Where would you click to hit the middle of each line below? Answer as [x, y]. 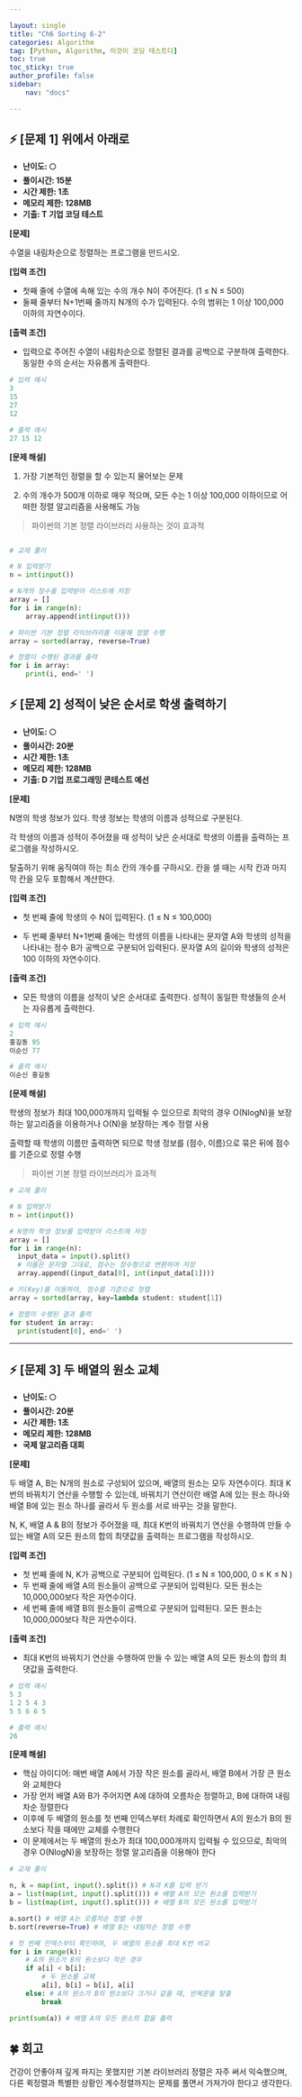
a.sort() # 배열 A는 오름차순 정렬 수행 [75, 1919]
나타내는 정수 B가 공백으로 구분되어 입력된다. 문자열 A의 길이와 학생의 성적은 [156, 947]
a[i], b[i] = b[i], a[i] [88, 1985]
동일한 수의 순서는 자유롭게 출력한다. [86, 363]
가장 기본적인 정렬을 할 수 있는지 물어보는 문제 [102, 476]
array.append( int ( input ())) [78, 616]
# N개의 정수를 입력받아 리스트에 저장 [70, 591]
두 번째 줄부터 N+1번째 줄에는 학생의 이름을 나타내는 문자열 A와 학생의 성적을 [157, 936]
